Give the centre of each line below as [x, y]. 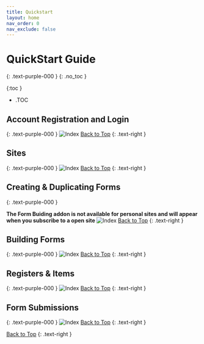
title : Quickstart [30, 12]
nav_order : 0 [23, 23]
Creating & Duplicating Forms [64, 187]
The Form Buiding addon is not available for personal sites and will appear [102, 214]
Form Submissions [43, 308]
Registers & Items [41, 273]
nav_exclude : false [31, 29]
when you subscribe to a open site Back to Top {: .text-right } [95, 220]
